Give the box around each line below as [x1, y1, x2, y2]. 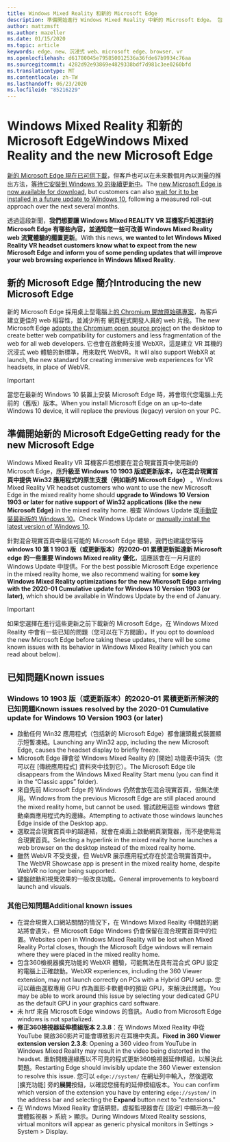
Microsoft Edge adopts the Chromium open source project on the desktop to [7, 324, 222, 332]
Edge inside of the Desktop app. [16, 819, 108, 827]
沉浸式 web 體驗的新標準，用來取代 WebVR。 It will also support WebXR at [7, 348, 216, 356]
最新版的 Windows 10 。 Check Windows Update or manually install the [12, 514, 211, 523]
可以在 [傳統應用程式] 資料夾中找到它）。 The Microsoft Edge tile [16, 763, 196, 771]
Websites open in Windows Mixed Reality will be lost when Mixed [29, 935, 214, 943]
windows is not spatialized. [16, 1014, 94, 1023]
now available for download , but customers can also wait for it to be [7, 188, 199, 196]
